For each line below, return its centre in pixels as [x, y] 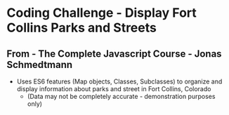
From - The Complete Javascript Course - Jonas [114, 54]
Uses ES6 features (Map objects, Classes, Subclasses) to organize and [119, 81]
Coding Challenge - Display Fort [102, 13]
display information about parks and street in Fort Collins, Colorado [114, 89]
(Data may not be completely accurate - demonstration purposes [121, 96]
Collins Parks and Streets [82, 28]
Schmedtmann [40, 65]
